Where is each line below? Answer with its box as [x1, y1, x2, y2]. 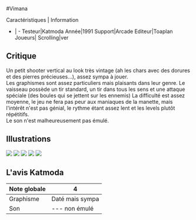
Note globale [9, 185, 46, 193]
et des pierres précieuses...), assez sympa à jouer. [6, 73, 128, 80]
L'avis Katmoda [6, 168, 64, 178]
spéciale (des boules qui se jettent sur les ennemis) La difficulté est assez [6, 91, 185, 99]
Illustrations [6, 134, 51, 144]
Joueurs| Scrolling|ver [14, 34, 69, 41]
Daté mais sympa [51, 195, 99, 203]
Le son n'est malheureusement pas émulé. [6, 117, 109, 124]
